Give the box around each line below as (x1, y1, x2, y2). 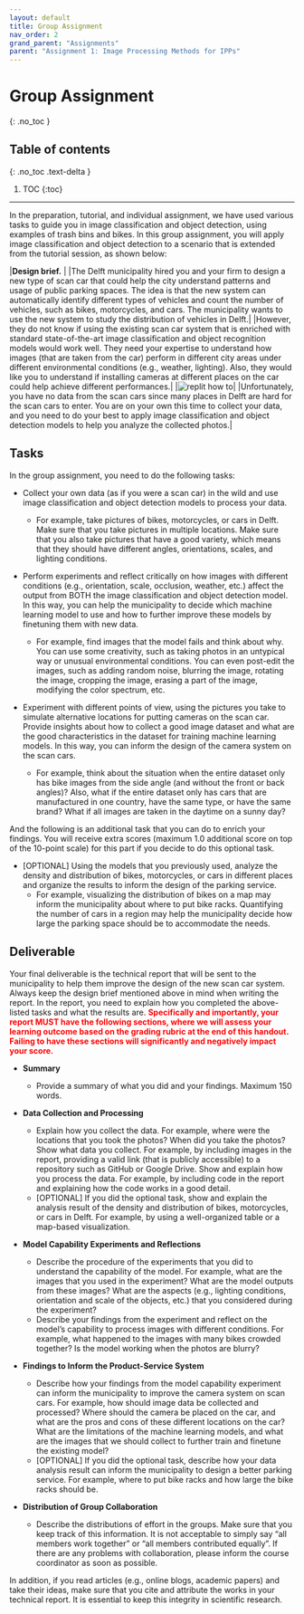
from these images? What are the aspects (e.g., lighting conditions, (35, 1285, 287, 1295)
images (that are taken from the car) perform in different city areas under (9, 352, 282, 363)
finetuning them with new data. (22, 618, 138, 629)
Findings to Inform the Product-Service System (22, 1360, 204, 1371)
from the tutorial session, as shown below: (9, 248, 167, 259)
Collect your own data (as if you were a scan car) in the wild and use (22, 487, 279, 498)
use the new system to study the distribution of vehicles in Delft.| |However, (9, 313, 291, 324)
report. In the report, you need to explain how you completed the (9, 997, 251, 1008)
